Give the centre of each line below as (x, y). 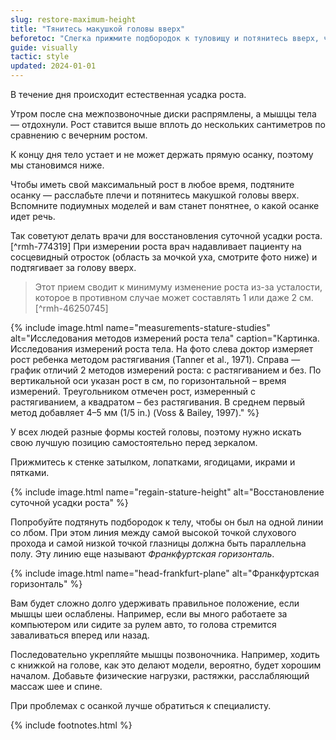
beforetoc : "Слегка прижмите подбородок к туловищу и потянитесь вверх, (165, 38)
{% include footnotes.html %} (71, 725)
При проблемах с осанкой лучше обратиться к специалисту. (141, 705)
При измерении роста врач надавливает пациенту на (187, 246)
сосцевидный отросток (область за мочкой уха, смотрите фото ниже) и (164, 257)
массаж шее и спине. (56, 686)
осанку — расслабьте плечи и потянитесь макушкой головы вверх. (155, 195)
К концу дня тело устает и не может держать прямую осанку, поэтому (162, 154)
